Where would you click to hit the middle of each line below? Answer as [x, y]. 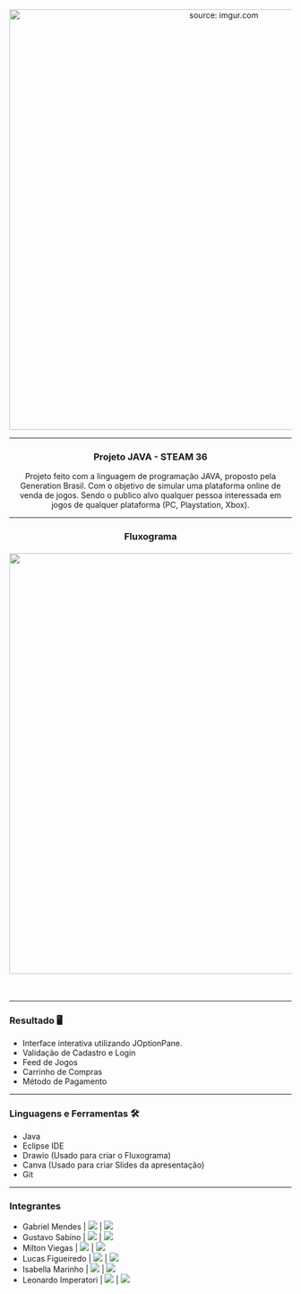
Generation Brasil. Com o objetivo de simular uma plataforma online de [150, 486]
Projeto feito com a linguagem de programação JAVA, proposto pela [150, 477]
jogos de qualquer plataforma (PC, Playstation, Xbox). [150, 505]
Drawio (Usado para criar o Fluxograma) [97, 1156]
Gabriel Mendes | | [62, 1227]
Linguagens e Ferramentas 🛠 [74, 1114]
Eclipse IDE [43, 1146]
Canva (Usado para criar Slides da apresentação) [113, 1165]
